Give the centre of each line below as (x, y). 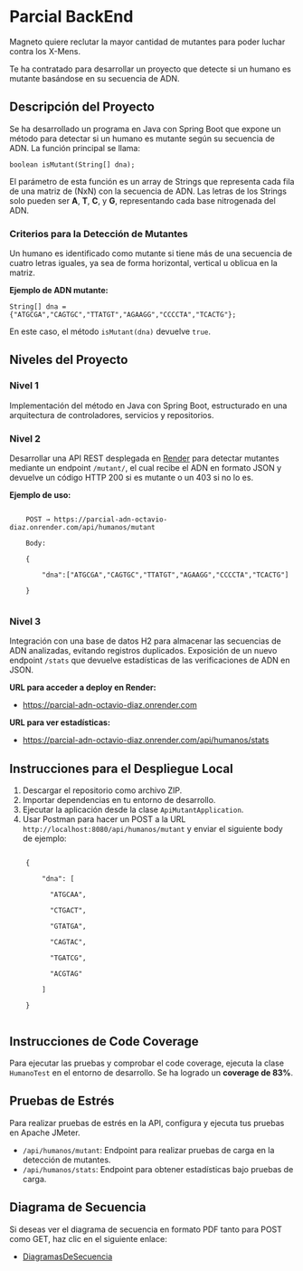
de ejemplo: (44, 838)
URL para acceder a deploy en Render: (83, 688)
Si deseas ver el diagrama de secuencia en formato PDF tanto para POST (146, 1229)
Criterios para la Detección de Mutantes (99, 234)
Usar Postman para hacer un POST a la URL (104, 819)
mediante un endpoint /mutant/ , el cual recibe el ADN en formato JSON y (146, 468)
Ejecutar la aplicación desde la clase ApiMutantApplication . (133, 810)
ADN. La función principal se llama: (75, 148)
